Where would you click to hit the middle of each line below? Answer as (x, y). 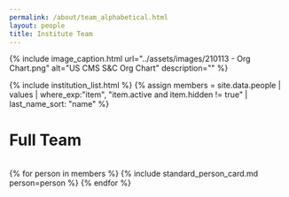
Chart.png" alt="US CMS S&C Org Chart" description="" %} (119, 68)
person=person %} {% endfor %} (70, 183)
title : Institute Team (51, 34)
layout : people (37, 26)
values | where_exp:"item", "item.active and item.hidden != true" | (129, 95)
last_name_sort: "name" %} (59, 104)
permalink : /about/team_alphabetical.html (89, 17)
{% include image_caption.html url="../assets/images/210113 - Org (130, 59)
